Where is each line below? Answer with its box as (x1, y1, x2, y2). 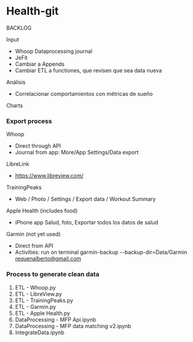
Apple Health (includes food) (6, 207, 78, 215)
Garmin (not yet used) (6, 230, 61, 238)
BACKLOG (6, 24, 32, 31)
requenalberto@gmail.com (14, 255, 81, 262)
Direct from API (14, 242, 54, 250)
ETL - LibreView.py (14, 290, 62, 297)
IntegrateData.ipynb (14, 329, 65, 336)
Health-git (6, 4, 59, 18)
